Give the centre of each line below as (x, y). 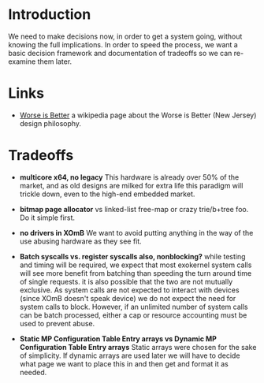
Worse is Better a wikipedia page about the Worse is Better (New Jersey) (138, 115)
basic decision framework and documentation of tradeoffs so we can (120, 53)
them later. (55, 61)
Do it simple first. (47, 218)
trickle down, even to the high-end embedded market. (107, 194)
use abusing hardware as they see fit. (80, 241)
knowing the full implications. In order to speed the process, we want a (123, 44)
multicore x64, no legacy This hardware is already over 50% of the (129, 177)
